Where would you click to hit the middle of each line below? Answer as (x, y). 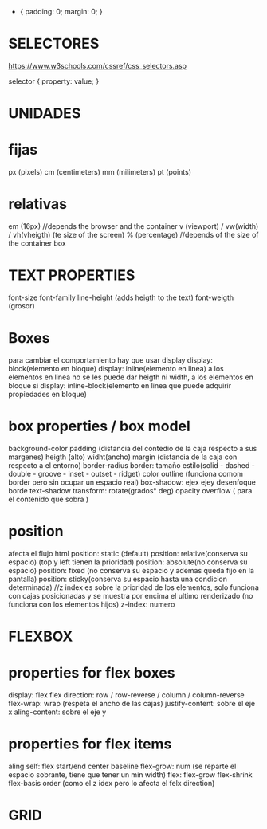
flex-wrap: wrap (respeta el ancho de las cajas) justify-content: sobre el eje (132, 703)
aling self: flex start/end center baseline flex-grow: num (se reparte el (122, 766)
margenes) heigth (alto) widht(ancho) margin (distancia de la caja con (123, 457)
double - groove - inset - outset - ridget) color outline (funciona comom (126, 473)
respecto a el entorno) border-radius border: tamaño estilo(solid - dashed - (132, 465)
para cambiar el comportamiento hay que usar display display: (110, 360)
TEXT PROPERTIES (72, 275)
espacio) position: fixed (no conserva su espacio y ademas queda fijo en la (132, 570)
